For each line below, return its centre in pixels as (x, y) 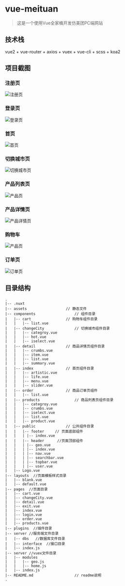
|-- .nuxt (15, 304)
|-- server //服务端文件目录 (32, 534)
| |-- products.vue (27, 523)
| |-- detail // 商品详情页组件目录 (55, 347)
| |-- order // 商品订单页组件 (51, 391)
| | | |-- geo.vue (28, 445)
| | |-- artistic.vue (31, 373)
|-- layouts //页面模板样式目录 (36, 476)
